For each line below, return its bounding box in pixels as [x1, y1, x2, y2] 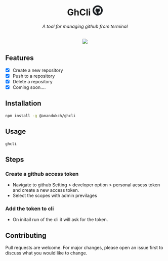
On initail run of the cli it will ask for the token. [12, 217, 108, 223]
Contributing [5, 231, 47, 240]
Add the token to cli [5, 205, 54, 212]
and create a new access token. [12, 187, 79, 193]
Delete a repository [12, 78, 53, 84]
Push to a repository [12, 73, 55, 79]
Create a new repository [12, 67, 63, 73]
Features [5, 54, 34, 63]
